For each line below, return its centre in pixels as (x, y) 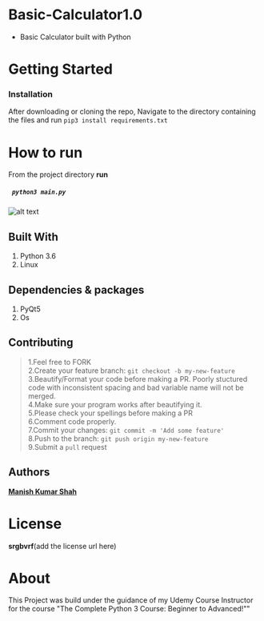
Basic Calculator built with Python (76, 37)
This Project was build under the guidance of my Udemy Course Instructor (131, 600)
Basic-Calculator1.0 (75, 15)
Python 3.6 (38, 256)
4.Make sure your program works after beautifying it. (115, 404)
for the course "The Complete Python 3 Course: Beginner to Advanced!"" (129, 609)
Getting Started (61, 69)
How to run (46, 152)
